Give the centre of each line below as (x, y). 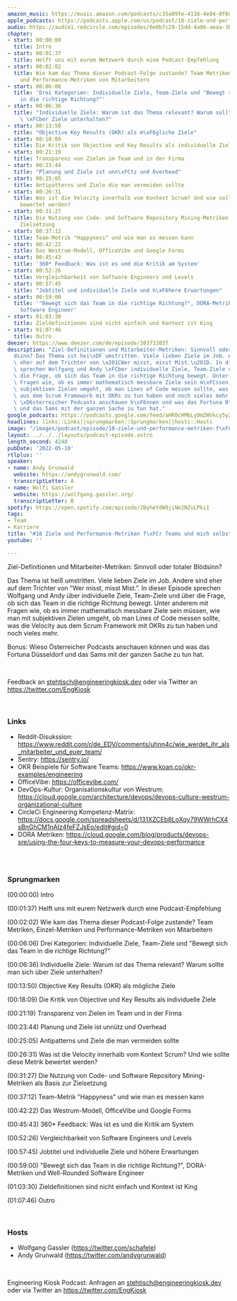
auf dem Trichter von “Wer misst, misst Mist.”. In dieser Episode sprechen (114, 588)
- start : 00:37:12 (34, 231)
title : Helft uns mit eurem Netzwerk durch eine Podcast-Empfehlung (116, 60)
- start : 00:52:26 (34, 270)
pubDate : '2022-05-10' (41, 448)
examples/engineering (50, 774)
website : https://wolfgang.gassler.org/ (74, 494)
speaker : (20, 462)
